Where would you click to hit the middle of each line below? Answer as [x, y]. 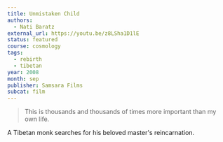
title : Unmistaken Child [43, 14]
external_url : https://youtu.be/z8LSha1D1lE [73, 33]
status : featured [33, 40]
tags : [15, 53]
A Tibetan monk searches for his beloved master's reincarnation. [101, 133]
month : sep [23, 79]
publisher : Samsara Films [45, 85]
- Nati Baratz [34, 27]
